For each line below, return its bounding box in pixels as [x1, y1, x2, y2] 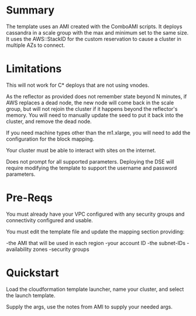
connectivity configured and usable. [6, 216, 94, 223]
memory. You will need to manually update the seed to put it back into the [6, 111, 184, 118]
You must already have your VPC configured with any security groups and [6, 210, 185, 218]
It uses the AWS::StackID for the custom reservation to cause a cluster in [6, 35, 181, 42]
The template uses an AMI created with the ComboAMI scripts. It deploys [6, 23, 183, 30]
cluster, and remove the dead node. [6, 118, 92, 125]
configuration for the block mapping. [6, 135, 95, 142]
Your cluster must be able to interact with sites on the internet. [6, 147, 156, 154]
